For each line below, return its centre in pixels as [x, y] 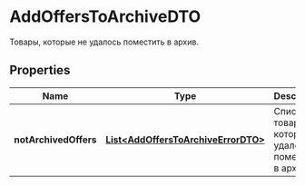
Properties [40, 70]
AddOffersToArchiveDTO [105, 17]
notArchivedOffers [55, 140]
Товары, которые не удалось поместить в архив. [104, 42]
